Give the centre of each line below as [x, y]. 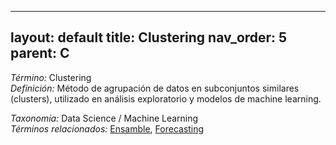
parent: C [40, 53]
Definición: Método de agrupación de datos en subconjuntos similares [155, 88]
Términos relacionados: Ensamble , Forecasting [107, 128]
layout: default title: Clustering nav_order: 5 [149, 37]
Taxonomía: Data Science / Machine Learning [104, 118]
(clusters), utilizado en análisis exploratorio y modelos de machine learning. [166, 98]
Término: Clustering [51, 77]
